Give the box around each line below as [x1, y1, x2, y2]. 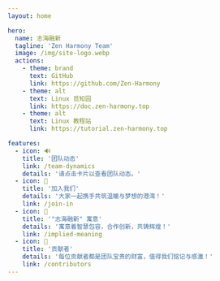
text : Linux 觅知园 [28, 94, 92, 102]
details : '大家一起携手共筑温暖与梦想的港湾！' [22, 192, 166, 201]
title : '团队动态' [22, 154, 80, 162]
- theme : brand [22, 64, 74, 73]
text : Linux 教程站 [28, 117, 92, 126]
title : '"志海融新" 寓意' [22, 214, 102, 223]
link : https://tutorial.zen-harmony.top [28, 125, 168, 133]
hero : [7, 26, 26, 35]
